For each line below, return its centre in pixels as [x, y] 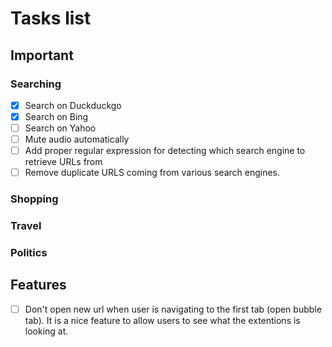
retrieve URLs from [63, 162]
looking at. [46, 331]
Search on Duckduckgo [73, 105]
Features [38, 285]
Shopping [34, 199]
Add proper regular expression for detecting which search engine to [165, 151]
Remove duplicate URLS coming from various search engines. [152, 173]
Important [42, 55]
